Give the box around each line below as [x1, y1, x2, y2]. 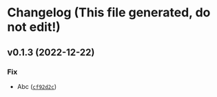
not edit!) [7, 19, 61, 35]
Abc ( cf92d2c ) [17, 82, 57, 90]
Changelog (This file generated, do [7, 5, 211, 20]
